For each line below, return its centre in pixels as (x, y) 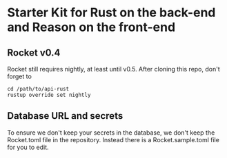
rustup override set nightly (49, 95)
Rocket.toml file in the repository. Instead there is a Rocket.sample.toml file (113, 139)
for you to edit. (28, 147)
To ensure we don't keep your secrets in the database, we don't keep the (111, 133)
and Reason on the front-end (91, 27)
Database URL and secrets (65, 116)
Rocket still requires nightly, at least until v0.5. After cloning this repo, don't (113, 69)
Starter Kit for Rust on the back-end (111, 13)
